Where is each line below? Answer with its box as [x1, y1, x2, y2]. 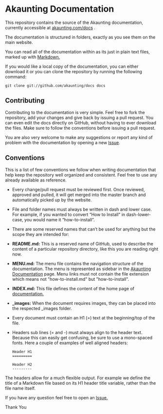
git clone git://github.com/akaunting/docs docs [5, 83, 106, 88]
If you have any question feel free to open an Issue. [5, 394, 108, 400]
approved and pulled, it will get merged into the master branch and [12, 192, 146, 197]
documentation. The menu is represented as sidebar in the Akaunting [12, 266, 151, 272]
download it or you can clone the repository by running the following [5, 68, 142, 74]
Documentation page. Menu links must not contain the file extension [12, 271, 149, 276]
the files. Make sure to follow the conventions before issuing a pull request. [5, 125, 156, 131]
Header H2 [12, 362, 33, 367]
